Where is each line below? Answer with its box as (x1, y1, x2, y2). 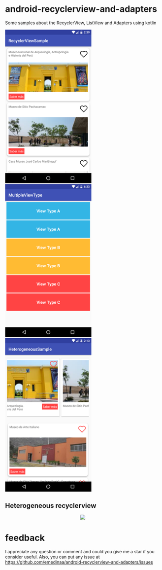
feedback (5, 533, 45, 543)
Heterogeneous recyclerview (5, 501, 97, 510)
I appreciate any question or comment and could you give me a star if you (5, 548, 155, 554)
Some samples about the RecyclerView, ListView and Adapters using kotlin (5, 20, 157, 26)
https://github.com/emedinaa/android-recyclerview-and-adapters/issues (5, 559, 154, 565)
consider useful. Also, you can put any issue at (5, 554, 100, 560)
